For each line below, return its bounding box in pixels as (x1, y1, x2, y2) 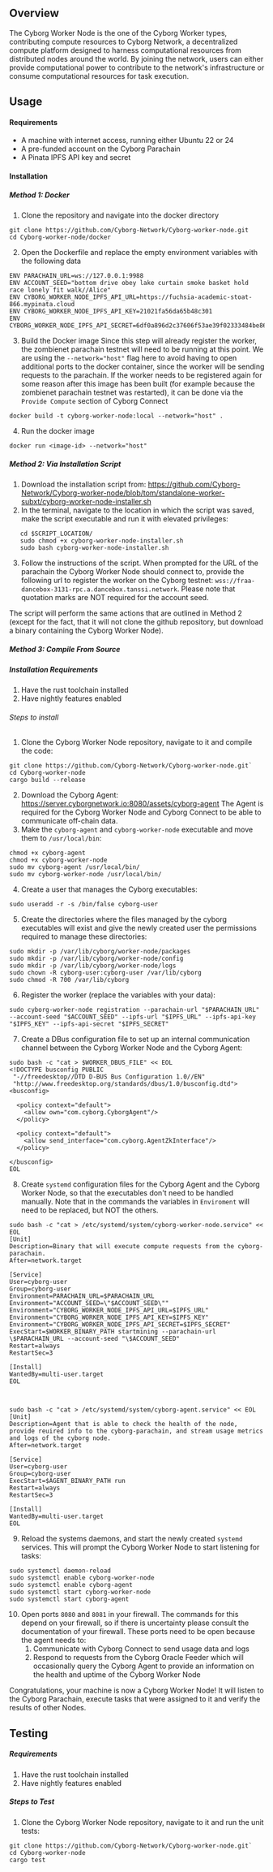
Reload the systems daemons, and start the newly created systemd (20, 1534, 243, 1544)
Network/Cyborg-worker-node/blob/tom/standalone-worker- (20, 487, 225, 498)
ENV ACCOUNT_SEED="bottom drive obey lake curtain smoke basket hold (9, 279, 250, 287)
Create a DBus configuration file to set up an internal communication (20, 1035, 250, 1044)
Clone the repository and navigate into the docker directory (20, 210, 220, 220)
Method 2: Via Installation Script (9, 459, 122, 469)
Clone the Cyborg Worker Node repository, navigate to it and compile (20, 737, 253, 747)
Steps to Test (9, 1796, 55, 1806)
